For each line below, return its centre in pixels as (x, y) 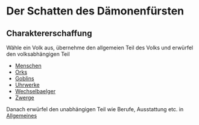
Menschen (28, 66)
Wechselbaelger (35, 91)
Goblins (24, 78)
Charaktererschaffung (49, 33)
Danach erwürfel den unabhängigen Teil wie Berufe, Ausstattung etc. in (95, 109)
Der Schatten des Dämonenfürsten (95, 11)
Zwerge (24, 98)
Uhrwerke (27, 85)
